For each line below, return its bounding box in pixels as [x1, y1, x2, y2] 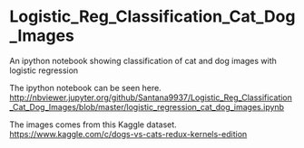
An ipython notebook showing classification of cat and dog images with [9, 55, 277, 66]
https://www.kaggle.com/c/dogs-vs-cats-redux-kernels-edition [9, 128, 248, 139]
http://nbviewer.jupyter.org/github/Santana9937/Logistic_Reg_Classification [9, 92, 293, 103]
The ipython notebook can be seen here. [9, 82, 162, 93]
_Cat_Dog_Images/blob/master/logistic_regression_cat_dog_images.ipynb [9, 101, 284, 112]
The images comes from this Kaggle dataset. [9, 119, 177, 130]
